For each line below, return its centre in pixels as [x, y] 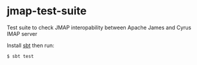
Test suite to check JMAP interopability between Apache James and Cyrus [99, 27]
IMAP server [22, 33]
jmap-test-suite [47, 11]
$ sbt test [20, 56]
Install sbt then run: [31, 45]
